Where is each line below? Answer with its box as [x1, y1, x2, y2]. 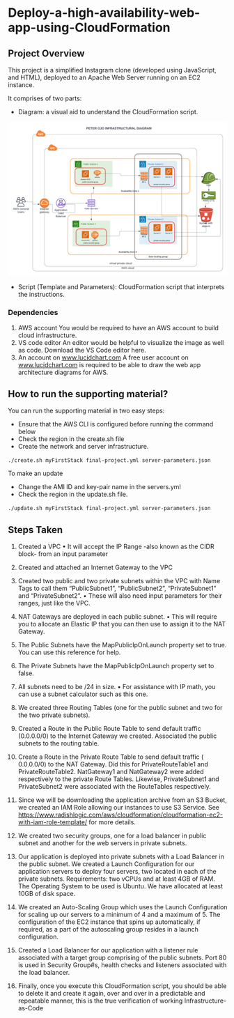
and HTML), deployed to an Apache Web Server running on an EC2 [8, 73, 201, 82]
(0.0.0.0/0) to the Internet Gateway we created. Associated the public [17, 732, 217, 740]
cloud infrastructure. [17, 331, 77, 339]
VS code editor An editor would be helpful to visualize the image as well [17, 338, 224, 346]
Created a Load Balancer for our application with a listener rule [17, 946, 198, 955]
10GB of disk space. [17, 890, 76, 898]
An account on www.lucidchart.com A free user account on [17, 353, 189, 362]
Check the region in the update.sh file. [17, 490, 128, 499]
